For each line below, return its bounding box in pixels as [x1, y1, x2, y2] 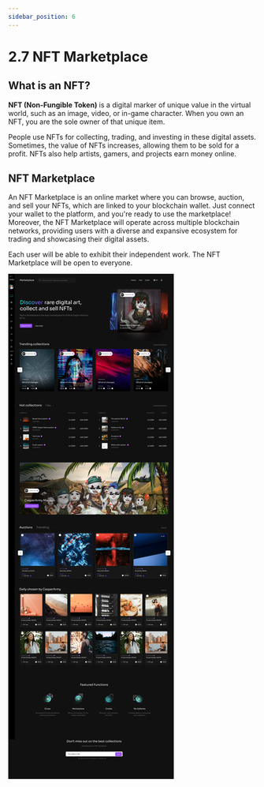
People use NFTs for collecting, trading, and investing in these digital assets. [8, 132, 256, 141]
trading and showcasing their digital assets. [8, 234, 150, 244]
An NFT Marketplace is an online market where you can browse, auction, [8, 193, 244, 202]
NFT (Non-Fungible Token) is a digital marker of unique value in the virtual [8, 99, 251, 110]
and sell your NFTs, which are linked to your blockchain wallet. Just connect [8, 201, 255, 211]
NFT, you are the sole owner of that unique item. [8, 117, 165, 126]
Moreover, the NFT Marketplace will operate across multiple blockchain [8, 218, 240, 227]
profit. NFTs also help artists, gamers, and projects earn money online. [8, 148, 236, 158]
